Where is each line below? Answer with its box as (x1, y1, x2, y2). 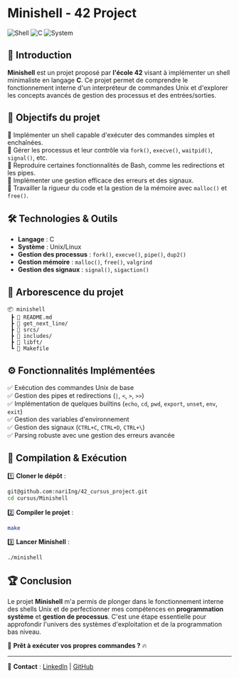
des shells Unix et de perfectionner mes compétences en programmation (7, 605, 224, 614)
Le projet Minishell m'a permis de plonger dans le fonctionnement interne (7, 597, 224, 606)
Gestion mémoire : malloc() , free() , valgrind (17, 258, 153, 267)
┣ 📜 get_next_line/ (10, 320, 69, 327)
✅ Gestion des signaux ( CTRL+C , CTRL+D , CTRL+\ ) (7, 423, 145, 431)
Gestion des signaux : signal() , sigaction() (17, 265, 149, 274)
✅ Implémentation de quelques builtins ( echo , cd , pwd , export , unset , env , (7, 399, 218, 408)
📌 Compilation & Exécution (7, 452, 127, 464)
